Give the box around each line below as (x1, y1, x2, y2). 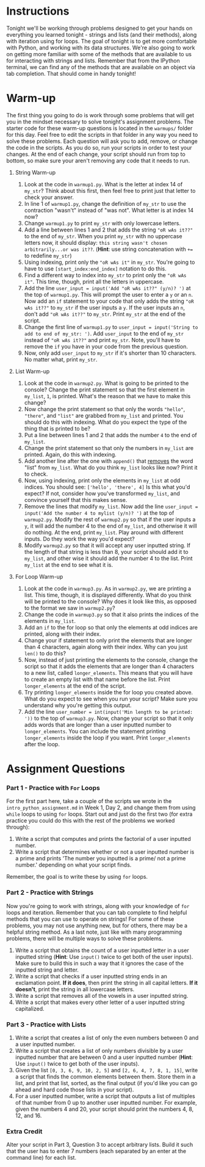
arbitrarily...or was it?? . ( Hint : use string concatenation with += (24, 245, 193, 253)
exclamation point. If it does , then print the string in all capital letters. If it (15, 979, 198, 986)
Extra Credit (6, 1127, 43, 1135)
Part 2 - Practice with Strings (6, 889, 94, 897)
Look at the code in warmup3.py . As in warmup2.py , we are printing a (24, 584, 192, 592)
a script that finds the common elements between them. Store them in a (15, 1073, 196, 1080)
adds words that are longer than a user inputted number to (24, 721, 172, 728)
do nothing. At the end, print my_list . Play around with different (24, 528, 184, 536)
